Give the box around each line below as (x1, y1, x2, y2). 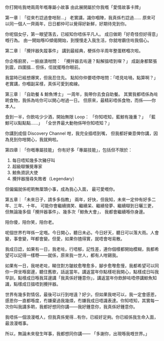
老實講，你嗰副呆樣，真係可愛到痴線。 (5, 81, 82, 87)
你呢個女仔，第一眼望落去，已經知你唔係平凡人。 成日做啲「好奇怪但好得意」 (5, 31, 158, 37)
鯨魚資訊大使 (12, 170, 38, 175)
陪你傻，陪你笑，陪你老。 (5, 219, 57, 225)
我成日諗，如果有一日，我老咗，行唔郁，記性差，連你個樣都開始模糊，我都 (5, 246, 155, 252)
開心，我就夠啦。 (26, 137, 61, 142)
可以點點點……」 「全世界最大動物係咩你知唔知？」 (9, 120, 112, 126)
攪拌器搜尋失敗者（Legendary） (12, 176, 77, 181)
